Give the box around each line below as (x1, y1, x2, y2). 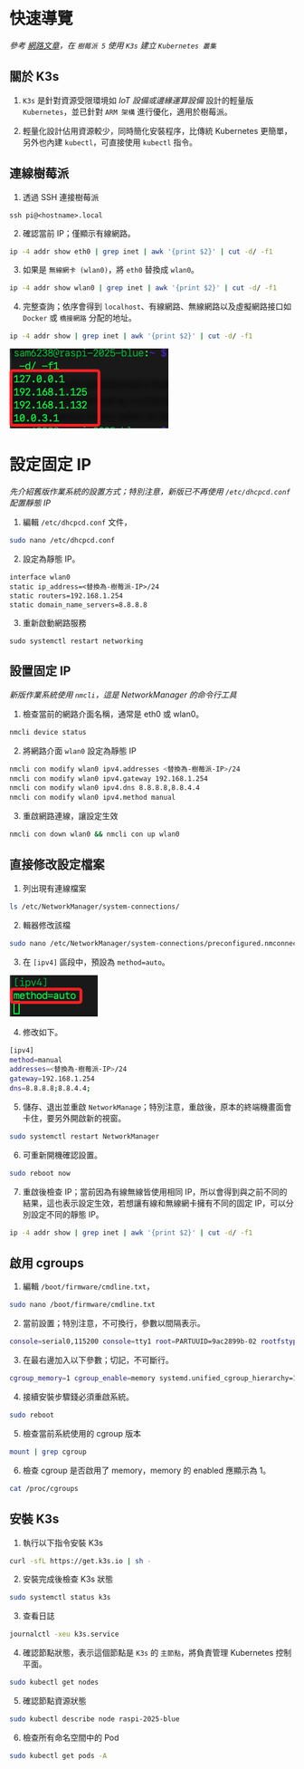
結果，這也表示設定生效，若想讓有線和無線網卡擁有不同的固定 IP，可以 (22, 1197, 287, 1208)
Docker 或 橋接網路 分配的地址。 (22, 312, 138, 323)
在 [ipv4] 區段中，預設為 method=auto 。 (22, 957, 170, 967)
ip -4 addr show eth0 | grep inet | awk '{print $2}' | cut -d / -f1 (9, 246, 273, 256)
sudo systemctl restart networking (9, 637, 144, 646)
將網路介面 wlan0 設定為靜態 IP (22, 745, 138, 756)
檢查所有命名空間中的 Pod (22, 1732, 119, 1743)
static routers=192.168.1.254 (9, 591, 124, 601)
